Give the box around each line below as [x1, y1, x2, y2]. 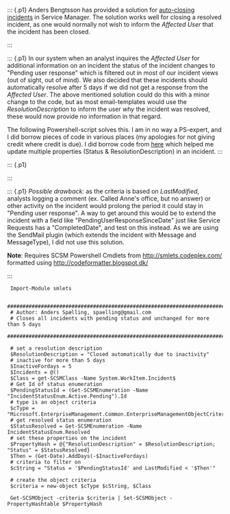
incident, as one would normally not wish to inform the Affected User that [7, 21, 214, 28]
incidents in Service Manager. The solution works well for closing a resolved [7, 13, 222, 21]
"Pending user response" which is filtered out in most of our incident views [7, 68, 219, 77]
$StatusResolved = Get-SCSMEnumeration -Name [10, 423, 142, 430]
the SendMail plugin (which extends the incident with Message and [7, 231, 196, 239]
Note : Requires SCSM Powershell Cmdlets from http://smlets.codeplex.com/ [7, 251, 222, 259]
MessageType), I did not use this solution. [7, 238, 125, 246]
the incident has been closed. [7, 27, 91, 36]
